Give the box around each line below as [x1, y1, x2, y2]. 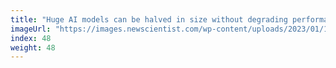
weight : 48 [10, 42, 56, 53]
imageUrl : [10, 24, 52, 34]
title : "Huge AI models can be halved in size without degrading [10, 14, 288, 25]
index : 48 [10, 33, 52, 43]
